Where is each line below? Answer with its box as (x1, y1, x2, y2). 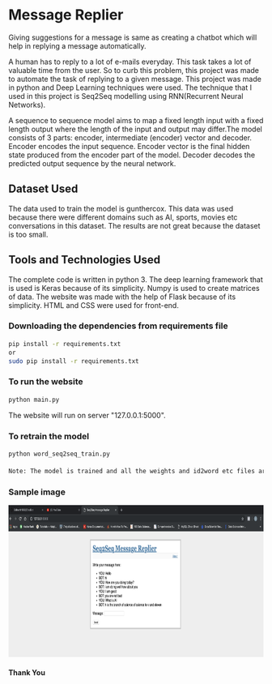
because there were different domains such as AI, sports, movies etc (8, 212, 238, 222)
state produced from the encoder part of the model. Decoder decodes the (8, 150, 256, 160)
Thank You (8, 668, 46, 678)
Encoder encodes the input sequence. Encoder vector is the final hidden (8, 141, 250, 151)
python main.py (8, 395, 60, 404)
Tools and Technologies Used (8, 253, 160, 267)
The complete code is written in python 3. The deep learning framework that (8, 274, 263, 284)
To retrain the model (8, 430, 90, 442)
